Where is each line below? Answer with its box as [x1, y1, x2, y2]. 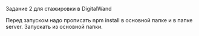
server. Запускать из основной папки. [5, 23, 103, 30]
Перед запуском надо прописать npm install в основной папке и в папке [5, 17, 193, 23]
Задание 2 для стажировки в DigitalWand [5, 5, 113, 12]
